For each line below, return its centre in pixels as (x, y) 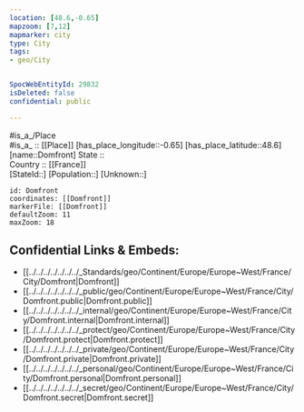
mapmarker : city (40, 35)
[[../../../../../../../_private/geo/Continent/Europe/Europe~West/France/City (158, 349)
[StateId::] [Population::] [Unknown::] (78, 174)
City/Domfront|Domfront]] (71, 282)
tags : (20, 52)
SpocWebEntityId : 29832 (54, 85)
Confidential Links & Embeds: (94, 251)
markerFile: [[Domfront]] (58, 206)
